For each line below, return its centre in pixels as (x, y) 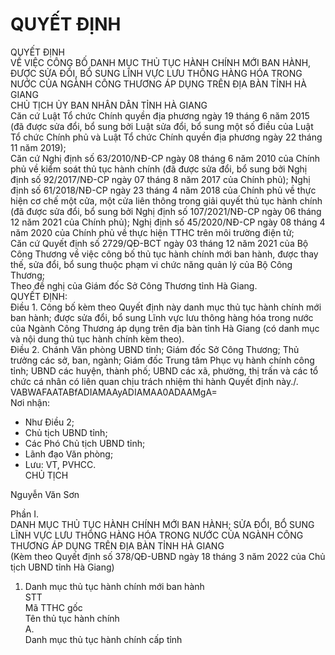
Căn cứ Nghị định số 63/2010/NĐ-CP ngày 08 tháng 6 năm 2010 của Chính (165, 158)
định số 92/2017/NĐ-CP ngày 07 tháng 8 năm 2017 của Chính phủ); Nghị (160, 179)
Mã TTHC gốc (53, 607)
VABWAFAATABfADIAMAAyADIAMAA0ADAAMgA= (114, 392)
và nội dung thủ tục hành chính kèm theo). (97, 339)
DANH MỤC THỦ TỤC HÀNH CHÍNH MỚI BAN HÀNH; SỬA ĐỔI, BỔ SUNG (162, 524)
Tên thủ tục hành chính (72, 618)
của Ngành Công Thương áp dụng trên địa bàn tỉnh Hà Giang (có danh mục (165, 328)
